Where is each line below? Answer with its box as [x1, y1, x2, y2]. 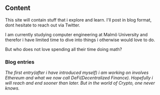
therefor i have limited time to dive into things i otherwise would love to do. [5, 37, 155, 43]
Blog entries [5, 58, 35, 65]
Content [5, 4, 31, 12]
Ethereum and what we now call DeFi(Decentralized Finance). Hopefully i [5, 75, 153, 81]
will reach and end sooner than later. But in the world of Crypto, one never [5, 80, 155, 86]
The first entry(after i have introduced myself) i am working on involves [5, 70, 149, 75]
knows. [5, 85, 20, 91]
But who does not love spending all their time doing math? [5, 46, 122, 52]
